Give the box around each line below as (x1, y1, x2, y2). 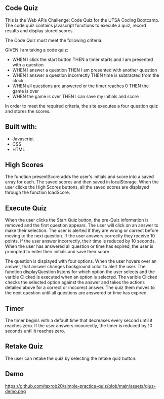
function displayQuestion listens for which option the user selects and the (5, 269, 155, 275)
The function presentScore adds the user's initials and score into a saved (5, 173, 154, 180)
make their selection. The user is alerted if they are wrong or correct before (5, 228, 159, 233)
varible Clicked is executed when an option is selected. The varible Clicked (5, 274, 158, 280)
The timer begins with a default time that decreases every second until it (5, 317, 153, 324)
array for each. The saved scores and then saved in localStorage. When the (5, 179, 159, 185)
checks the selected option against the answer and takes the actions (5, 280, 145, 285)
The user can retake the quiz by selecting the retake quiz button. (5, 355, 137, 361)
